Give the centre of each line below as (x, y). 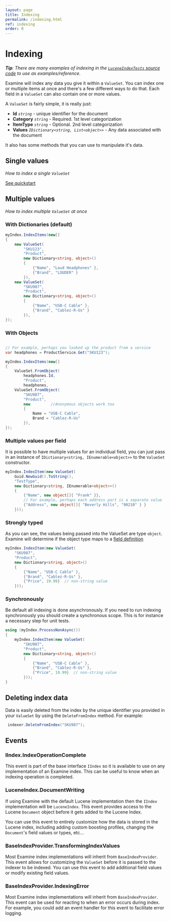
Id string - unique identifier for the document (60, 114)
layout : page (19, 10)
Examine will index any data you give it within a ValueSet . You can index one (84, 83)
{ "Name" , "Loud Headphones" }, (65, 268)
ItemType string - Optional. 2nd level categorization (67, 124)
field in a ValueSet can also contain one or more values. (63, 94)
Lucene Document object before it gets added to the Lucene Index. (74, 812)
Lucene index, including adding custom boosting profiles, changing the (79, 827)
